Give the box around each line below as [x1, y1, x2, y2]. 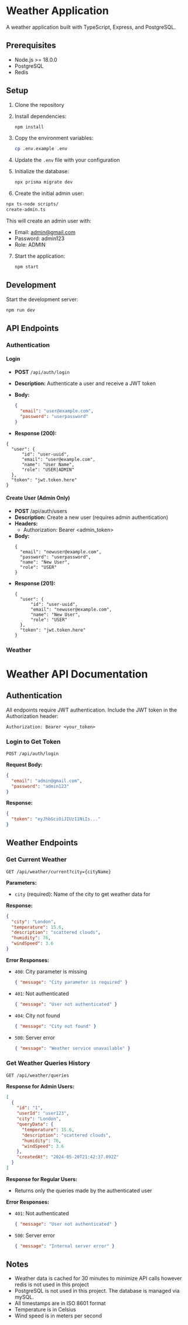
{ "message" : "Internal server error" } [14, 1243, 115, 1249]
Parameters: [6, 879, 37, 886]
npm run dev [6, 307, 35, 313]
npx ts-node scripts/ [6, 201, 59, 207]
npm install [14, 124, 44, 130]
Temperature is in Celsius [14, 1306, 76, 1313]
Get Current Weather [6, 855, 67, 864]
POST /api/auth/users [14, 507, 67, 514]
